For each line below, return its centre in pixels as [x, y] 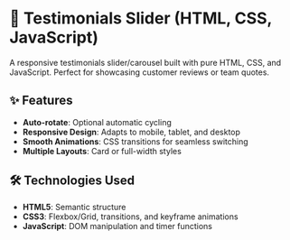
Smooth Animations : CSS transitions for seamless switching [135, 141]
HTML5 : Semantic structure [74, 207]
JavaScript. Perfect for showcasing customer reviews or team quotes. [139, 72]
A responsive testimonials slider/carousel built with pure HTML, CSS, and [145, 62]
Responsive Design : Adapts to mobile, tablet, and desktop [131, 132]
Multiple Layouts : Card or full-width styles [102, 151]
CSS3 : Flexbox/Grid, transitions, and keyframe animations [130, 217]
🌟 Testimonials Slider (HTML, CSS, [141, 18]
